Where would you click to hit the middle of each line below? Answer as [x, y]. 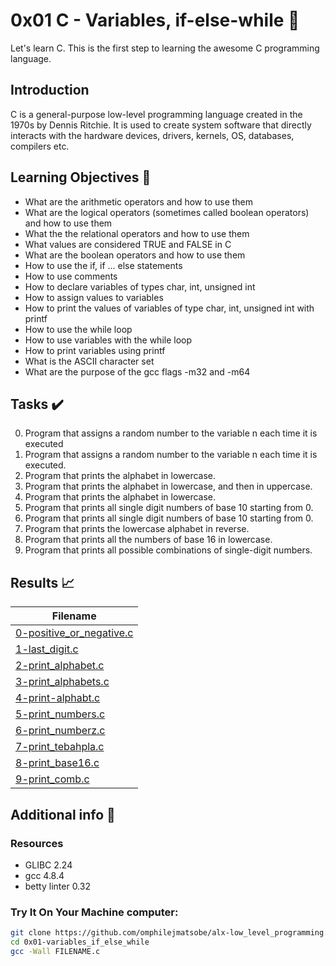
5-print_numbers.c [60, 714]
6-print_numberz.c [60, 731]
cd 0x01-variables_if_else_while [80, 942]
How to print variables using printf [95, 350]
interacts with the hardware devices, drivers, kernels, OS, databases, [152, 135]
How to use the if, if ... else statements [103, 265]
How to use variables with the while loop [108, 340]
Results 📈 [42, 582]
